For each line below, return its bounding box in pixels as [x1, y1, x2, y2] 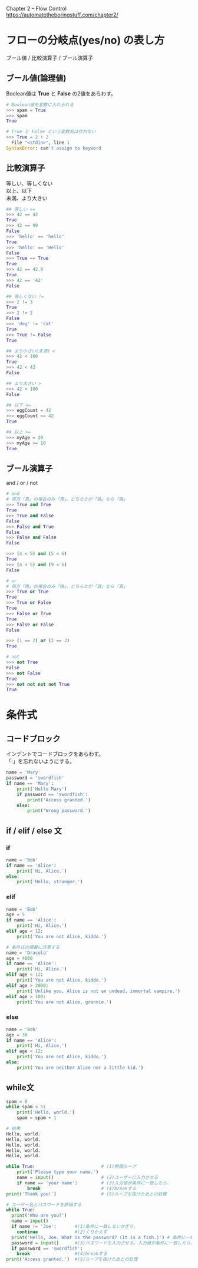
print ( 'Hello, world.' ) [16, 1109, 75, 1115]
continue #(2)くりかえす [16, 1229, 108, 1235]
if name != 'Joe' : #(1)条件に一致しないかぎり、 [11, 1224, 138, 1230]
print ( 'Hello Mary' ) [16, 786, 67, 792]
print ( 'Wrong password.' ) [27, 808, 91, 814]
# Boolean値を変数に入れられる [6, 101, 74, 108]
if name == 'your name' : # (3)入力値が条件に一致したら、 [16, 1180, 172, 1186]
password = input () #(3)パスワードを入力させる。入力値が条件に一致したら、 [11, 1240, 196, 1246]
